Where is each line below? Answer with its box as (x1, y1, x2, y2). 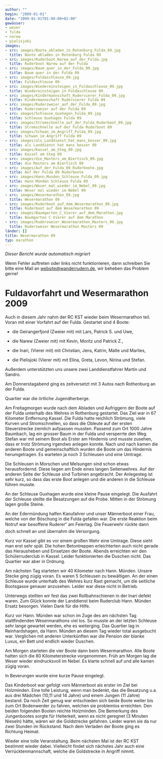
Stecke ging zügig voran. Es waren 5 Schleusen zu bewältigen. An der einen (5, 573, 158, 579)
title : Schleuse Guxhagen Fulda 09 (9, 115, 82, 121)
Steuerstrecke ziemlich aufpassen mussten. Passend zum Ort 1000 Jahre (5, 426, 152, 432)
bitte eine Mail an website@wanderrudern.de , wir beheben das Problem (5, 265, 149, 271)
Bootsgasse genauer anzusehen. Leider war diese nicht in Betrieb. (5, 583, 139, 589)
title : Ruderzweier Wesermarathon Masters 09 (9, 224, 104, 229)
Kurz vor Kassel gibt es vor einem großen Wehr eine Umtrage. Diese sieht (5, 538, 153, 544)
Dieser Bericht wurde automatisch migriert (5, 251, 91, 257)
